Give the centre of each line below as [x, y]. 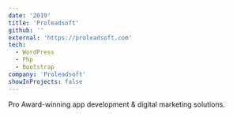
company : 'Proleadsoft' [47, 74]
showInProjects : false [45, 81]
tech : [17, 45]
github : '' [26, 30]
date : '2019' [30, 15]
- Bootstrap [35, 67]
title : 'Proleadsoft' [44, 23]
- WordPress [35, 52]
